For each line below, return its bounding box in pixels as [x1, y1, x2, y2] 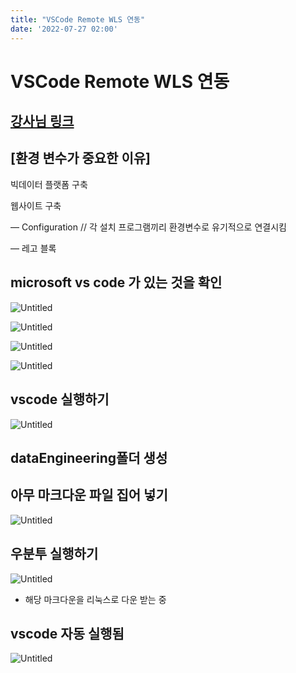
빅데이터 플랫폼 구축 [10, 178, 88, 190]
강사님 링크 [10, 113, 75, 130]
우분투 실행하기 [10, 546, 99, 563]
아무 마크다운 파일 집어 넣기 [10, 487, 168, 504]
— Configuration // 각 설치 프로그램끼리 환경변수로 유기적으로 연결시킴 [10, 221, 287, 233]
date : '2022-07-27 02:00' [10, 24, 118, 34]
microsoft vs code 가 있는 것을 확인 [10, 274, 223, 291]
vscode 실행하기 [10, 391, 110, 408]
